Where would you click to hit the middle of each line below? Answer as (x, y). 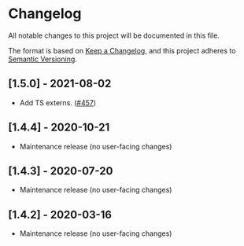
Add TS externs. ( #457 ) (58, 102)
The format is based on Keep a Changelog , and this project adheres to (122, 50)
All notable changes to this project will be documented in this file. (114, 35)
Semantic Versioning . (43, 59)
